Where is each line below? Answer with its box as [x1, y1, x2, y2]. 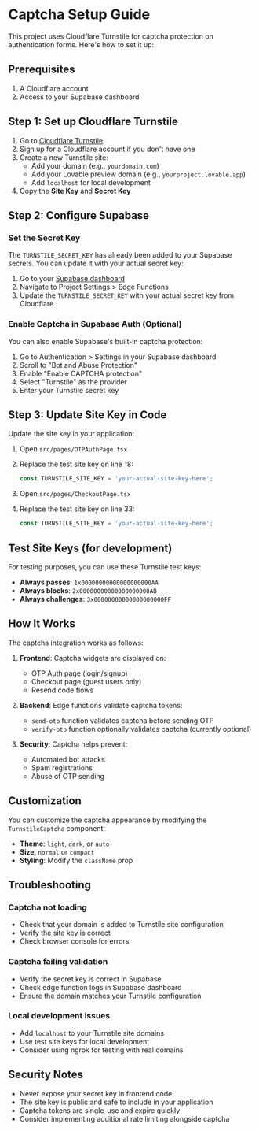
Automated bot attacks [31, 755, 106, 764]
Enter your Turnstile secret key [19, 385, 119, 395]
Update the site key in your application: [8, 429, 135, 439]
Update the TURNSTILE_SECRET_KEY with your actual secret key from [19, 291, 235, 300]
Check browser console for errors [19, 936, 129, 946]
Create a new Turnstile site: [19, 152, 108, 162]
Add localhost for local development [31, 177, 151, 187]
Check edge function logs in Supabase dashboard [19, 982, 182, 992]
